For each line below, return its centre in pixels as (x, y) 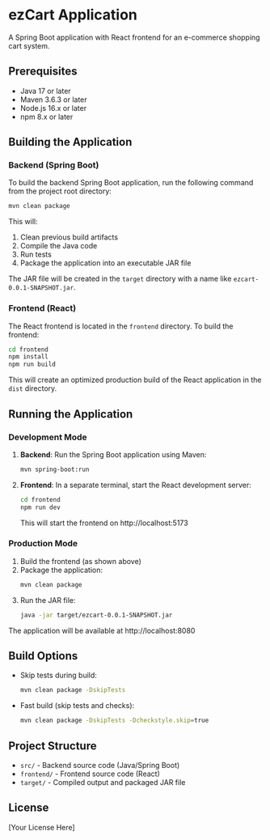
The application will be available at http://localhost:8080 (102, 630)
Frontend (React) (42, 308)
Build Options (43, 656)
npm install (28, 357)
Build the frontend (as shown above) (80, 561)
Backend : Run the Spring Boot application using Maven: (113, 454)
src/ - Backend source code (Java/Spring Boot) (100, 765)
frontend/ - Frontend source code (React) (90, 774)
